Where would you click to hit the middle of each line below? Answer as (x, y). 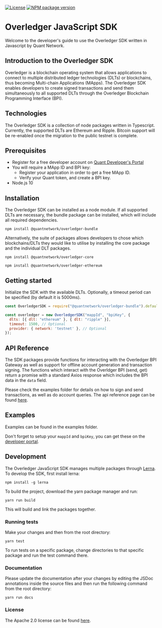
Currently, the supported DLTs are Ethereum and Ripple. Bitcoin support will (80, 130)
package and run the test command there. (47, 555)
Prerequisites (26, 150)
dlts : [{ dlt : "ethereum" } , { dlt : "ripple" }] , (60, 319)
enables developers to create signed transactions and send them (69, 88)
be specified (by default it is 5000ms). (43, 297)
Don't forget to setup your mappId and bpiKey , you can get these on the (75, 436)
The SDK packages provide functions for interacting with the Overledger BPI (81, 360)
